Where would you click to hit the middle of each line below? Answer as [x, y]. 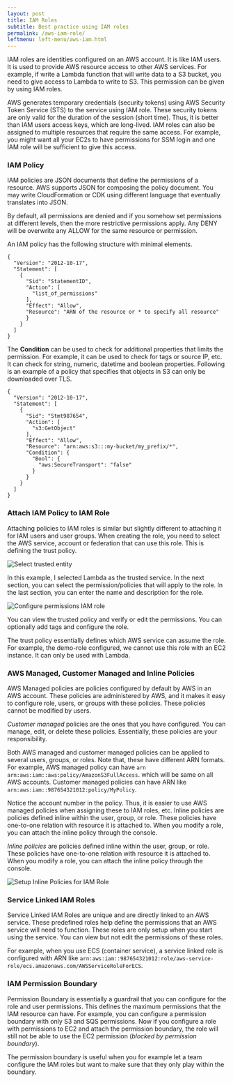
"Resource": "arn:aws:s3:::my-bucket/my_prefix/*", [102, 447]
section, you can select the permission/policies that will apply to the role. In [115, 585]
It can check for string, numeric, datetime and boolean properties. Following [116, 364]
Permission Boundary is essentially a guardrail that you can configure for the [117, 999]
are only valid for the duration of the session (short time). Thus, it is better [113, 118]
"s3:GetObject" [54, 429]
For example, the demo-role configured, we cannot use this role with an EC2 [116, 647]
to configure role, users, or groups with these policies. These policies [106, 703]
